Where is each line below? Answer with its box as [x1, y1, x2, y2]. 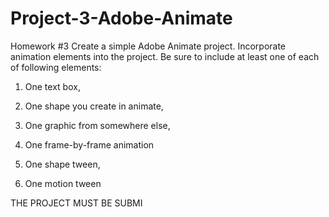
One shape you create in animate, [24, 100, 164, 112]
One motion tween [24, 177, 102, 189]
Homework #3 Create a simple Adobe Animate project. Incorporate [10, 40, 287, 52]
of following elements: [10, 61, 102, 73]
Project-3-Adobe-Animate [10, 7, 233, 30]
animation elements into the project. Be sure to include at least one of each [10, 50, 320, 62]
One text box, [24, 80, 81, 92]
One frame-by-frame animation [24, 138, 155, 151]
